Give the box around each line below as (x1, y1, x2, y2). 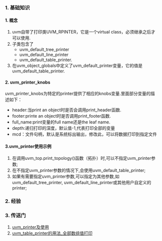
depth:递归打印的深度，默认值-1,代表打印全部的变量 (12, 125, 115, 131)
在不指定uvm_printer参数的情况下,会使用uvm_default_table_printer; (12, 167, 146, 173)
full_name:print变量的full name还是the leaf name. (12, 119, 111, 125)
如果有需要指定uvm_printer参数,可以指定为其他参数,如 (12, 173, 120, 179)
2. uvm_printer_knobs (5, 79, 50, 85)
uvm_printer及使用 (12, 224, 49, 230)
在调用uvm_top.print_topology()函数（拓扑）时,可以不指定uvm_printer (12, 155, 151, 161)
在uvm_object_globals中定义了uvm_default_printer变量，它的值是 (12, 63, 143, 69)
